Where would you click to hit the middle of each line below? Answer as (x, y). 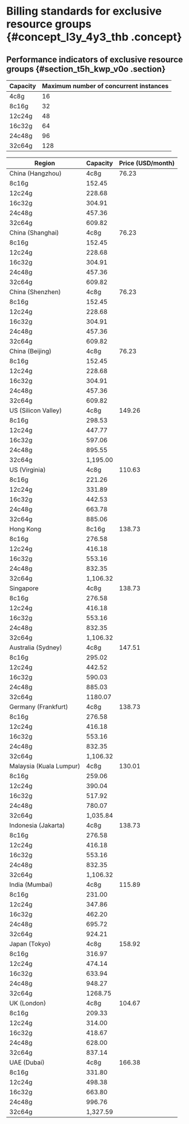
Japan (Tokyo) (30, 944)
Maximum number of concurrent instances (105, 86)
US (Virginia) (28, 470)
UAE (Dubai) (27, 1062)
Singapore (24, 588)
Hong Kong (25, 529)
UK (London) (28, 1003)
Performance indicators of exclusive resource (95, 59)
